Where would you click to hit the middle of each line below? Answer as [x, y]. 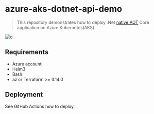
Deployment [24, 95]
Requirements [27, 52]
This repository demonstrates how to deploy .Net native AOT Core [83, 22]
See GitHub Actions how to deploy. [40, 106]
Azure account [27, 64]
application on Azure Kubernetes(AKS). [56, 27]
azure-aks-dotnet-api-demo [64, 9]
